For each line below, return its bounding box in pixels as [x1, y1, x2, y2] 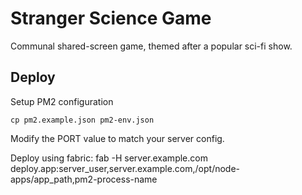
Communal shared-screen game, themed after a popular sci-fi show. [10, 40, 293, 52]
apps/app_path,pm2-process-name [10, 173, 158, 185]
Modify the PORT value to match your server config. [10, 132, 225, 144]
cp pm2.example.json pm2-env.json [10, 115, 155, 125]
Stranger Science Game [10, 7, 212, 30]
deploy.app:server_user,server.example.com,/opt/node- [10, 162, 241, 174]
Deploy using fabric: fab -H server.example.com [10, 152, 208, 164]
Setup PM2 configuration [10, 95, 114, 107]
